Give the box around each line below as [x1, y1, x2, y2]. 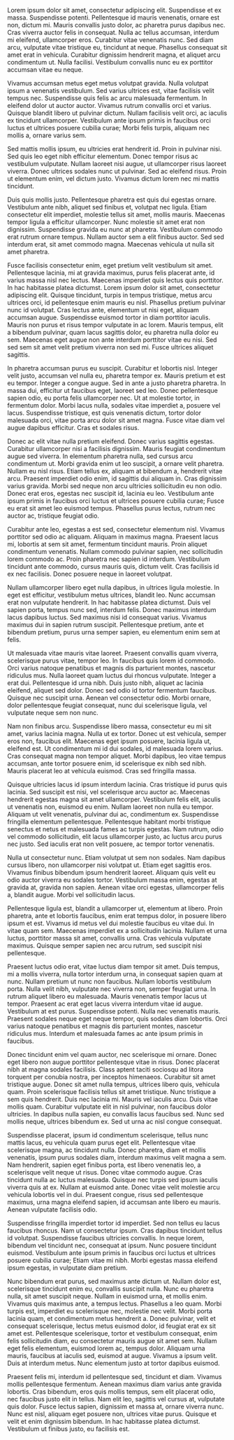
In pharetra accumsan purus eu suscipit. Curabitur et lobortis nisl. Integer [7, 364, 218, 372]
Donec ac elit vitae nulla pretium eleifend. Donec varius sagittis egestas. [7, 437, 215, 445]
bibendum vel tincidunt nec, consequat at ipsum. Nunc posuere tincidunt [7, 1241, 217, 1249]
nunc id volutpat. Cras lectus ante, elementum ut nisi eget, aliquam [7, 306, 199, 314]
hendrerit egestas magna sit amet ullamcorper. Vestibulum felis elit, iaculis [7, 795, 221, 803]
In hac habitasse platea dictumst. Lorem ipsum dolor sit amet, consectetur [7, 284, 221, 291]
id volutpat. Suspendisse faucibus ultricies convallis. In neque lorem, [7, 1234, 205, 1242]
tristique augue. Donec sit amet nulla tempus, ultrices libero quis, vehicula [7, 1080, 220, 1088]
